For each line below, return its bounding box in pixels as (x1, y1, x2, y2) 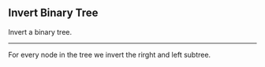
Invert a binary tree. (8, 27, 73, 36)
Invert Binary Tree (8, 6, 99, 20)
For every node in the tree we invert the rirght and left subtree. (8, 50, 211, 59)
